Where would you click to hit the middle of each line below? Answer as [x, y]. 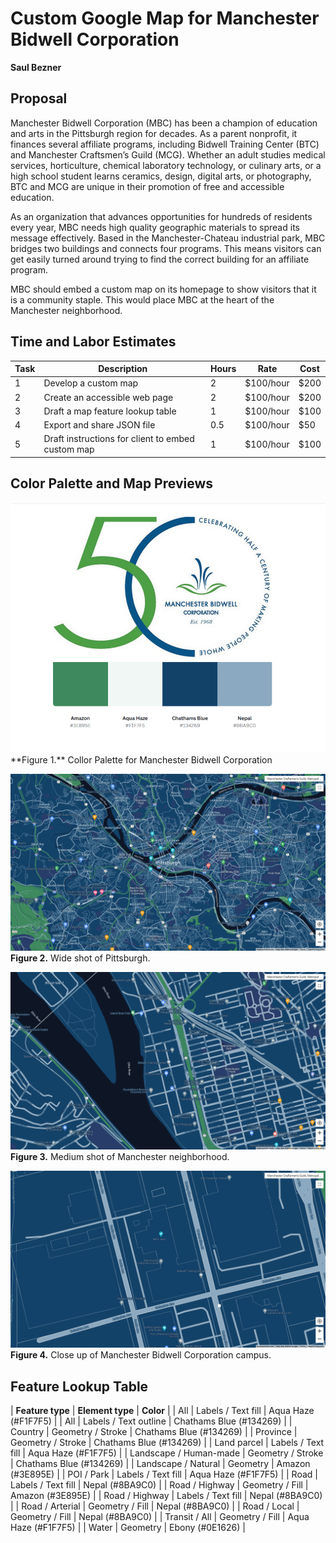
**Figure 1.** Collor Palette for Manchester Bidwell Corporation [141, 759]
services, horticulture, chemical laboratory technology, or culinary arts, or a [166, 165]
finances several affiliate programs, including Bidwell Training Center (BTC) [165, 144]
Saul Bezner [36, 67]
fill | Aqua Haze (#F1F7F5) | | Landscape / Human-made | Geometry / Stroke [167, 1453]
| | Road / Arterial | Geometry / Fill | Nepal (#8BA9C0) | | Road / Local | [155, 1506]
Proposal [39, 98]
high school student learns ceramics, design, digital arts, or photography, [161, 176]
